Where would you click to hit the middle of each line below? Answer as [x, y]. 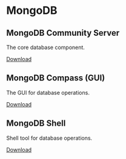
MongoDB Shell [36, 124]
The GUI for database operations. [48, 92]
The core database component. [45, 47]
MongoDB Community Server [63, 33]
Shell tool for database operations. [49, 138]
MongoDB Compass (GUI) [56, 78]
